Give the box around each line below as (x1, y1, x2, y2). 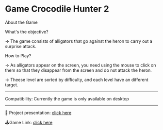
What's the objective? (5, 29, 49, 34)
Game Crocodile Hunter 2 (5, 3, 109, 15)
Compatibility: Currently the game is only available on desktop (5, 96, 130, 101)
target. (5, 81, 18, 88)
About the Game (5, 19, 38, 25)
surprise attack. (5, 43, 36, 49)
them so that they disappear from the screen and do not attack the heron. (5, 67, 152, 73)
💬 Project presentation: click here (5, 110, 72, 115)
